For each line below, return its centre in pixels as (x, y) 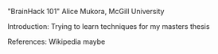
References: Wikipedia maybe (56, 41)
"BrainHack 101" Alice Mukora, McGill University (86, 11)
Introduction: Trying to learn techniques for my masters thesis (109, 26)
